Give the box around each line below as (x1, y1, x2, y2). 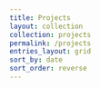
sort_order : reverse (9, 64, 88, 73)
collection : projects (9, 30, 92, 39)
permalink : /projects (9, 38, 92, 48)
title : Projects (9, 13, 71, 23)
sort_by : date (9, 55, 64, 64)
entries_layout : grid (9, 47, 92, 56)
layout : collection (9, 22, 84, 31)
